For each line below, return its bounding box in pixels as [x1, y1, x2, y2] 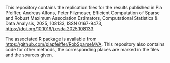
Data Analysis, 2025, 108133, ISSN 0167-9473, [5, 20, 103, 26]
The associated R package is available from [5, 36, 97, 42]
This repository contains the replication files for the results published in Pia [5, 5, 162, 10]
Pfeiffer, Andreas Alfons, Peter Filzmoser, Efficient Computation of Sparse [5, 10, 160, 16]
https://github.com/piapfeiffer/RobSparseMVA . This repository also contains [5, 41, 165, 47]
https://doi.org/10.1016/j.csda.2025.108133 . [5, 26, 95, 32]
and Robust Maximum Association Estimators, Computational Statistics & [5, 15, 158, 21]
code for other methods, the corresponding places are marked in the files [5, 47, 159, 52]
